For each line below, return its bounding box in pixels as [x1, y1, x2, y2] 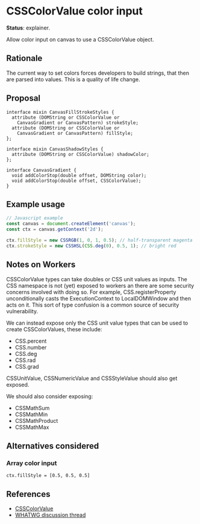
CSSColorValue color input [6, 4, 143, 18]
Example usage [6, 199, 65, 209]
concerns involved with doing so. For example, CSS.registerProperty [6, 288, 177, 296]
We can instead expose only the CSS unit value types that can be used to [6, 319, 189, 326]
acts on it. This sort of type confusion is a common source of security [6, 301, 180, 308]
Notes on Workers [6, 260, 76, 270]
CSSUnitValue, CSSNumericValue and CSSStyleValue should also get [6, 375, 178, 382]
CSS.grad [14, 363, 39, 370]
